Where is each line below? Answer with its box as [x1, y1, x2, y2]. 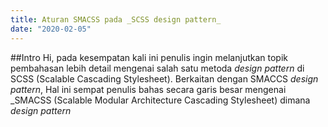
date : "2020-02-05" [10, 24, 92, 34]
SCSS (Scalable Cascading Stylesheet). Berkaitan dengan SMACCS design [10, 72, 319, 85]
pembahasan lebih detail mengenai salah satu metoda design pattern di [10, 62, 305, 74]
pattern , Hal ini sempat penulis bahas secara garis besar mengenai [10, 83, 287, 95]
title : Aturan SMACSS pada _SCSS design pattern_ [10, 14, 222, 25]
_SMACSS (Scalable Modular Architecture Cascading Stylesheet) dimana [10, 94, 311, 106]
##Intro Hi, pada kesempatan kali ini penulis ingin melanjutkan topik [10, 51, 288, 63]
